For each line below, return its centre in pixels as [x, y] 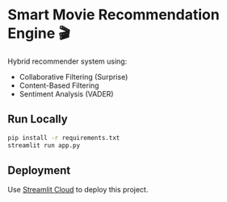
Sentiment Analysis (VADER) [66, 93]
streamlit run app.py [44, 145]
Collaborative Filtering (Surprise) [74, 76]
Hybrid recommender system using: [67, 61]
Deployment [39, 170]
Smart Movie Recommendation [113, 15]
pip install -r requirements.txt [64, 138]
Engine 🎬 [39, 33]
